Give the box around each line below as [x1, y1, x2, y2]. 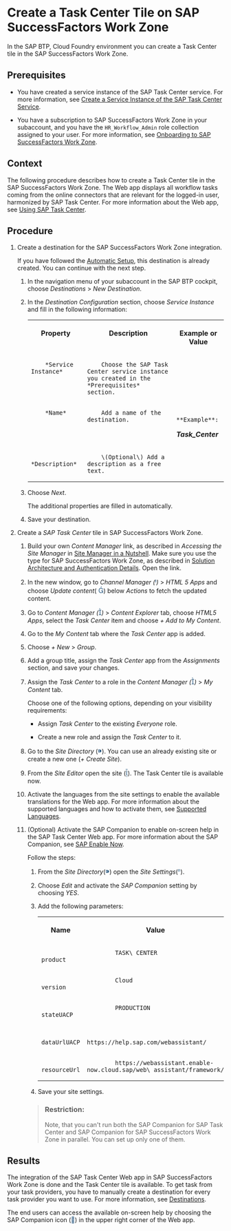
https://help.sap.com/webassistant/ [87, 1038, 207, 1046]
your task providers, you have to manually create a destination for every [7, 1188, 211, 1196]
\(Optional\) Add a [100, 453, 165, 461]
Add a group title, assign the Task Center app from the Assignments [27, 656, 220, 665]
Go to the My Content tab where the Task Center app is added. [27, 630, 206, 638]
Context [7, 158, 43, 169]
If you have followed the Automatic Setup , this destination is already [16, 257, 210, 265]
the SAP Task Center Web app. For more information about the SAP [27, 833, 219, 841]
